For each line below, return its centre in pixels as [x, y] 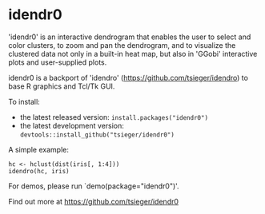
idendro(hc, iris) [39, 171]
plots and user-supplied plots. [58, 62]
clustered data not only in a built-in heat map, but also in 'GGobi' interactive [133, 53]
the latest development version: [72, 125]
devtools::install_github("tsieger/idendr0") [97, 135]
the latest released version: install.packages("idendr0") [114, 117]
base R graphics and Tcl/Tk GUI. [62, 86]
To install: [24, 101]
